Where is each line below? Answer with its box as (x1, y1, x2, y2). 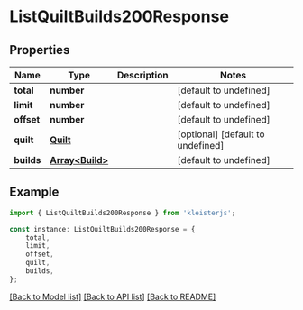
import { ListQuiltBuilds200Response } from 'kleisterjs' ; (9, 208, 236, 217)
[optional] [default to (177, 128, 265, 141)
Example (9, 185, 60, 200)
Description (116, 69, 169, 81)
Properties (9, 42, 70, 58)
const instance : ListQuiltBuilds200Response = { (9, 224, 196, 233)
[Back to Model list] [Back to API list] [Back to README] (9, 291, 216, 302)
